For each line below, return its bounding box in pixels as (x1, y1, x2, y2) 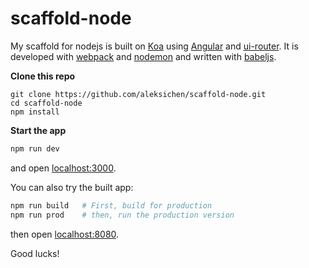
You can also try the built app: (10, 181, 134, 193)
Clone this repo (10, 70, 76, 82)
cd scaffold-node (10, 98, 83, 108)
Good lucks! (10, 247, 60, 259)
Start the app (10, 124, 67, 136)
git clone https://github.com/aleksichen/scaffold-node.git (10, 89, 267, 99)
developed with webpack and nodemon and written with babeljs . (10, 50, 277, 62)
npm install (10, 107, 60, 117)
